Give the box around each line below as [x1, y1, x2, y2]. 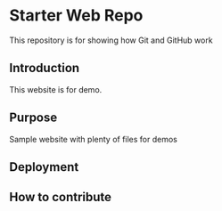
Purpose [9, 110, 58, 126]
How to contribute [9, 190, 112, 205]
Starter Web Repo [9, 5, 144, 26]
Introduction [9, 61, 80, 76]
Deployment [9, 159, 79, 174]
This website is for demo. [9, 84, 103, 94]
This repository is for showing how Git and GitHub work [9, 35, 213, 45]
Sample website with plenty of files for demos [9, 134, 178, 144]
